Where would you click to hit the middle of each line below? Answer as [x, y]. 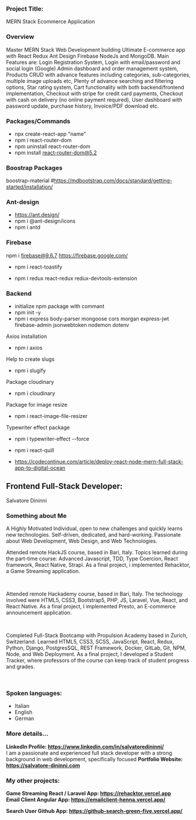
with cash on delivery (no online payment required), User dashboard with [94, 99]
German [24, 718]
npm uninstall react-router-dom [52, 146]
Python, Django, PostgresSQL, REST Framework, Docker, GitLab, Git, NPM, [96, 648]
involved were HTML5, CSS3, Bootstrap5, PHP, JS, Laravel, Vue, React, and [97, 600]
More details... [27, 734]
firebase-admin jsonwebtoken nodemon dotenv [72, 325]
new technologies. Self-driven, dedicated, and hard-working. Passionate [94, 535]
